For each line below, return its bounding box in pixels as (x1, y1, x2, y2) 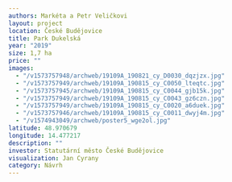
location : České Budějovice (8, 27, 103, 35)
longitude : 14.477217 (8, 131, 81, 139)
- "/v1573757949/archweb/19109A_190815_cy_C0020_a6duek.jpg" (15, 101, 226, 110)
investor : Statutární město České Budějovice (8, 147, 164, 155)
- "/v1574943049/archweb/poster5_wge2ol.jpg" (15, 117, 172, 125)
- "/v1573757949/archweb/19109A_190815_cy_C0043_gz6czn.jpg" (15, 94, 226, 102)
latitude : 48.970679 (8, 124, 78, 132)
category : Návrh (8, 162, 63, 170)
